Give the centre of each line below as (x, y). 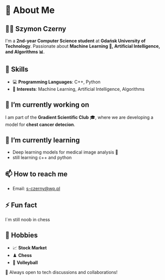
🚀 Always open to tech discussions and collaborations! (61, 272)
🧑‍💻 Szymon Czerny (36, 29)
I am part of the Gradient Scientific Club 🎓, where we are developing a (79, 117)
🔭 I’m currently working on (47, 105)
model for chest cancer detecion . (40, 124)
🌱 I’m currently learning (42, 140)
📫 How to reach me (36, 174)
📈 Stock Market (29, 247)
